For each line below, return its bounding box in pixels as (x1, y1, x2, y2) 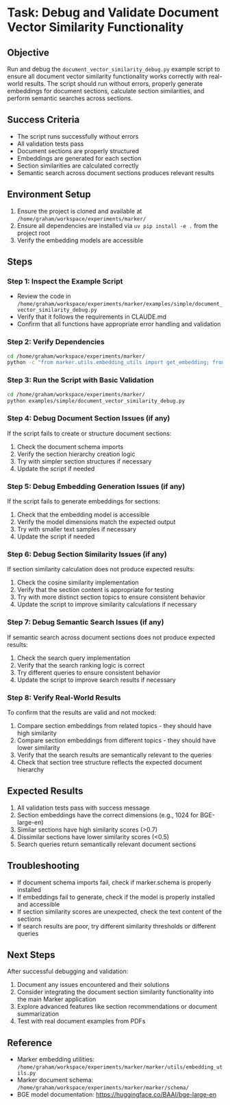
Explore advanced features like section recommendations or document (16, 1003, 218, 1011)
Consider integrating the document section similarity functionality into (16, 988, 214, 996)
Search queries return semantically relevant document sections (16, 840, 196, 848)
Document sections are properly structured (16, 146, 139, 155)
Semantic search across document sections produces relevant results (16, 168, 214, 176)
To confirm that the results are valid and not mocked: (7, 708, 157, 716)
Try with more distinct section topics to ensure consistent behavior (16, 593, 205, 602)
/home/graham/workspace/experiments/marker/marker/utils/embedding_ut (16, 1064, 223, 1071)
